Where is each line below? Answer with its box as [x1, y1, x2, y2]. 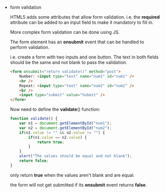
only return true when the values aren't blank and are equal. [10, 172, 135, 178]
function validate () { [10, 116, 58, 121]
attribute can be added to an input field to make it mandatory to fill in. [10, 20, 154, 25]
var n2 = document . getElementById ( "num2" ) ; [19, 125, 112, 131]
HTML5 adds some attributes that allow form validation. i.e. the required [10, 14, 160, 20]
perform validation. [10, 44, 50, 50]
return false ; [19, 158, 49, 163]
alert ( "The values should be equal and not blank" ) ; [19, 154, 132, 159]
